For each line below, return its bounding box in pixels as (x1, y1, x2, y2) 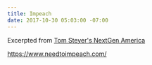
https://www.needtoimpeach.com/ (7, 50, 107, 58)
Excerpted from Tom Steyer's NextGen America (7, 36, 146, 44)
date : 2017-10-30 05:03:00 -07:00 (7, 17, 109, 24)
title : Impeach (7, 10, 52, 17)
